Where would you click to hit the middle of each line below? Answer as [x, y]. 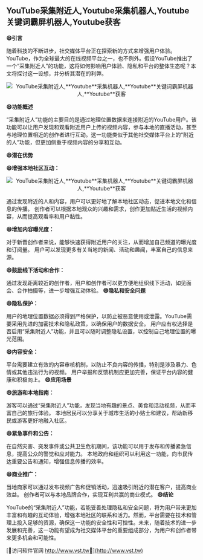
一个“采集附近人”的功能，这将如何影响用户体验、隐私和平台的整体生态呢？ [99, 66]
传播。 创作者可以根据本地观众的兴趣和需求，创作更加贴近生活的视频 [102, 209]
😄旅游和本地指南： [30, 392]
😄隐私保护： [22, 303]
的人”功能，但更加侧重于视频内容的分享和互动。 [66, 142]
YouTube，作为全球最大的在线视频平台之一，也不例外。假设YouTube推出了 [99, 58]
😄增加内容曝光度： [30, 229]
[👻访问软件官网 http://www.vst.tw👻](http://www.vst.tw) [75, 550]
